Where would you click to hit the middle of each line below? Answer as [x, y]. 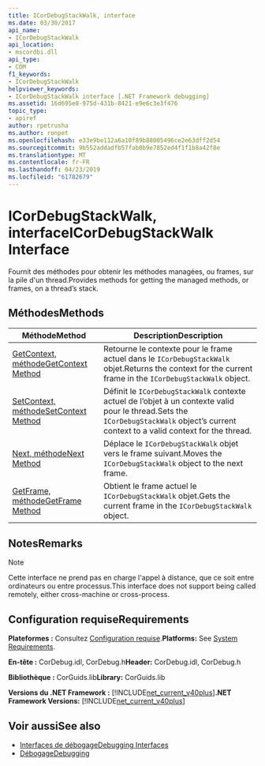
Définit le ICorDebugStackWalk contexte [175, 391]
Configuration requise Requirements [99, 620]
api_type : [24, 60]
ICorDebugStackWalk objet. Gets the [167, 496]
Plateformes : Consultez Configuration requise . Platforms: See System [123, 638]
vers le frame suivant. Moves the [163, 453]
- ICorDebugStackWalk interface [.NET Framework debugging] [109, 96]
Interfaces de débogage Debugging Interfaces [94, 745]
